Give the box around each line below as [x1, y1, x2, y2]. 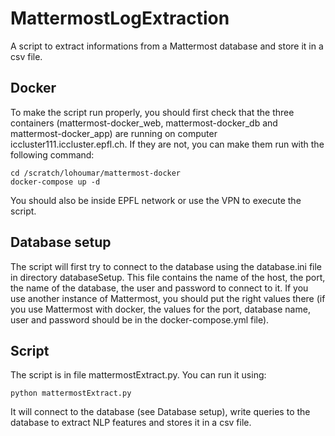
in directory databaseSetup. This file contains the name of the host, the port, [10, 271, 326, 283]
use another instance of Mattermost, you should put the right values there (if [10, 292, 326, 304]
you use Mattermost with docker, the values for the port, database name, [10, 303, 311, 315]
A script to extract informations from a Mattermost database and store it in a [10, 40, 324, 52]
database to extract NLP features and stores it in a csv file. [10, 417, 252, 429]
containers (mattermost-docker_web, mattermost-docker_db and [10, 117, 278, 129]
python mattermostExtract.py [10, 388, 132, 399]
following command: [10, 148, 95, 161]
